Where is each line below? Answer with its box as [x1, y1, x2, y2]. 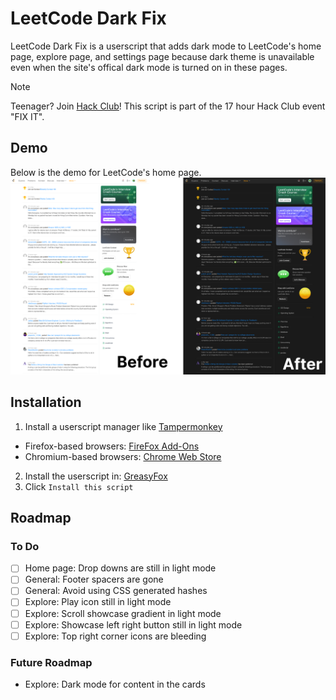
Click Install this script [24, 480, 134, 492]
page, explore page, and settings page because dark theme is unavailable [10, 50, 315, 62]
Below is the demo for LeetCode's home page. [10, 166, 202, 178]
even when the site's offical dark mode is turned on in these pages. [10, 61, 288, 73]
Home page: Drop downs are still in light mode [24, 562, 217, 574]
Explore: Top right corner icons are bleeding [24, 630, 207, 642]
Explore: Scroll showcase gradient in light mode [24, 607, 222, 619]
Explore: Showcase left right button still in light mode [24, 618, 243, 631]
